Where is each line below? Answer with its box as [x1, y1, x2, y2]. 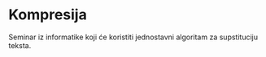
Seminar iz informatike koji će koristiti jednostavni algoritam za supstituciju [8, 32, 259, 42]
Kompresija [8, 6, 87, 24]
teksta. [8, 40, 32, 50]
